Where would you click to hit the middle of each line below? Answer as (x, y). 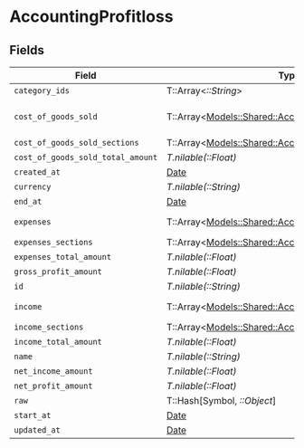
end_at (28, 201)
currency (33, 187)
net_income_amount (53, 372)
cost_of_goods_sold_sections (76, 143)
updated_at (37, 430)
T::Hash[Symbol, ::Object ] (221, 400)
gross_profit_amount (58, 272)
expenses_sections (53, 242)
